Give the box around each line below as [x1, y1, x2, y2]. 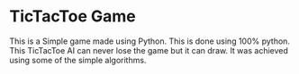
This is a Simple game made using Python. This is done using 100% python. [9, 36, 291, 46]
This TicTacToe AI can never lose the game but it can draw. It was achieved [9, 45, 288, 55]
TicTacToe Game [9, 6, 137, 27]
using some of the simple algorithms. [9, 54, 147, 65]
